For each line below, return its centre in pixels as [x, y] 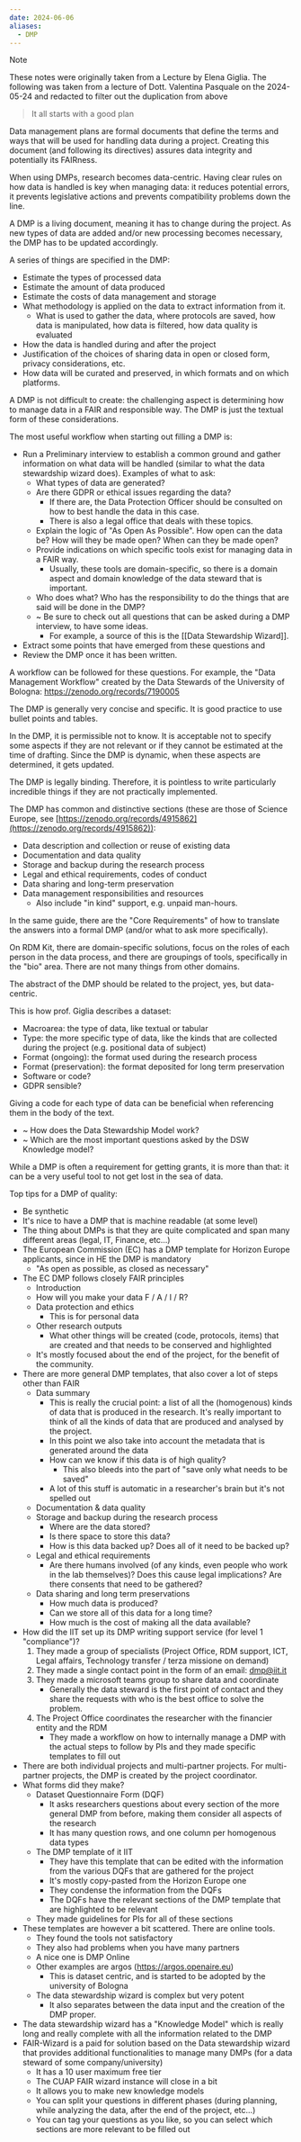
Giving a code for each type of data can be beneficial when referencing [142, 1103]
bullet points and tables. [54, 719]
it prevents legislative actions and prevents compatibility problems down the [150, 197]
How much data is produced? [104, 1604]
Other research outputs [79, 1326]
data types [69, 1842]
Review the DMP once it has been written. [100, 655]
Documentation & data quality [91, 1507]
